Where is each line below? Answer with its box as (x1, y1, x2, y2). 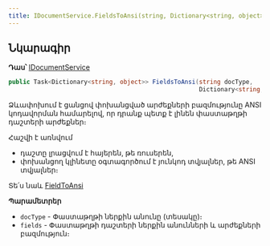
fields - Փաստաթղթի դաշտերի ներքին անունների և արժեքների (19, 220, 261, 230)
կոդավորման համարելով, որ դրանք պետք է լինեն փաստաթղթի (8, 109, 247, 119)
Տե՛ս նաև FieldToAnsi (8, 181, 84, 191)
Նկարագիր (8, 42, 71, 55)
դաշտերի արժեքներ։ (8, 117, 87, 127)
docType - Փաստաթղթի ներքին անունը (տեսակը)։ (19, 212, 202, 221)
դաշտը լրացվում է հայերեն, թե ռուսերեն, (19, 148, 174, 158)
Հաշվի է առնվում (8, 133, 73, 143)
